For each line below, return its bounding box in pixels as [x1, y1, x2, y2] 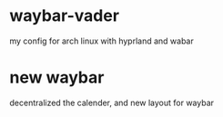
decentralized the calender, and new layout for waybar [9, 97, 215, 108]
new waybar [9, 67, 105, 88]
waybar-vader [9, 5, 120, 26]
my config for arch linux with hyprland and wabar [9, 35, 194, 46]
